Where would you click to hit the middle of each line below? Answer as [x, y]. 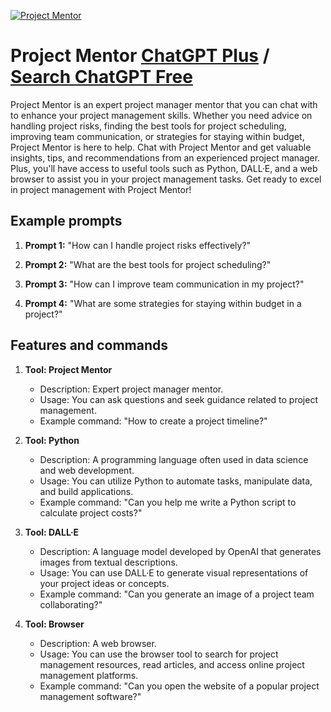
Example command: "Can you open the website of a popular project [179, 686]
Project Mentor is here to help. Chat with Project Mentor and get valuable [161, 147]
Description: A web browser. [98, 643]
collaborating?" [71, 604]
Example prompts [66, 221]
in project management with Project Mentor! [101, 189]
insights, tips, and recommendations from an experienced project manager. [165, 157]
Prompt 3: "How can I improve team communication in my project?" [164, 284]
